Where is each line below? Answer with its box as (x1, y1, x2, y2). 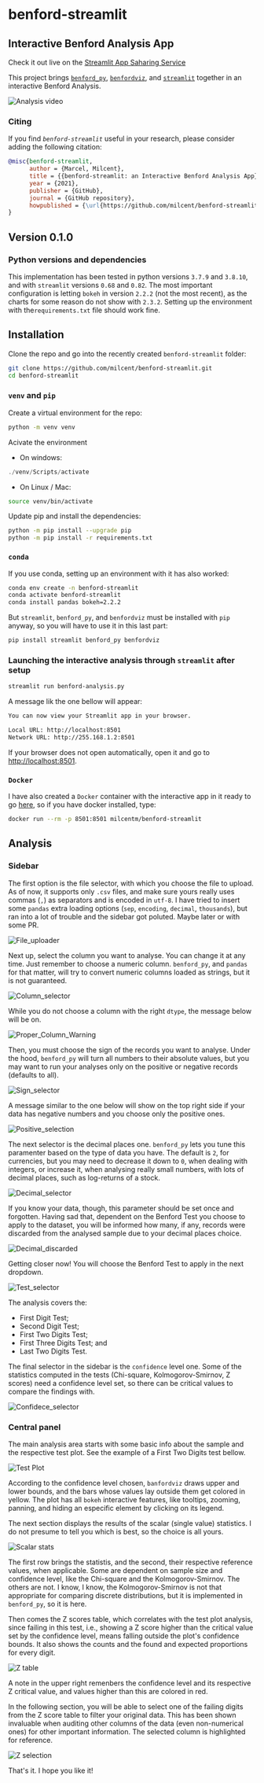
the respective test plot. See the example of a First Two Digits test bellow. (8, 1447, 246, 1457)
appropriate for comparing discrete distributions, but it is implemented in (8, 1590, 244, 1600)
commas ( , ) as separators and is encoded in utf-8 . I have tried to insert (8, 895, 240, 904)
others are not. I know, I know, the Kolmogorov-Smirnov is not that (8, 1582, 222, 1592)
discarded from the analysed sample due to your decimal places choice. (8, 1229, 242, 1238)
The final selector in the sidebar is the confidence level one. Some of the (8, 1361, 242, 1371)
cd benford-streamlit (8, 371, 79, 379)
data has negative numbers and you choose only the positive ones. (8, 1109, 225, 1118)
